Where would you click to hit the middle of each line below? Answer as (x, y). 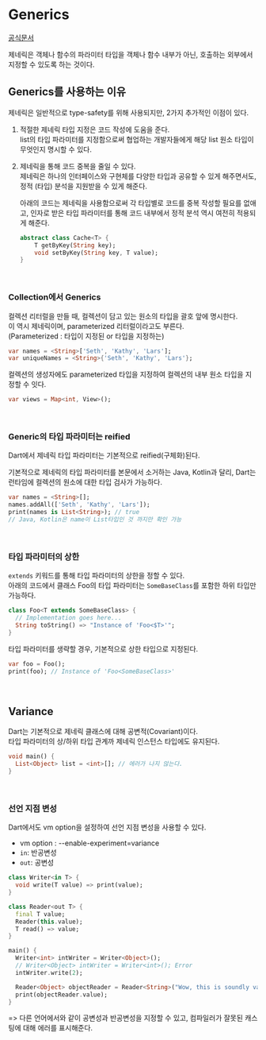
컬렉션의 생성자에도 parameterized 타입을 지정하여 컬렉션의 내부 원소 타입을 (126, 374)
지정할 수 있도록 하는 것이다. (51, 64)
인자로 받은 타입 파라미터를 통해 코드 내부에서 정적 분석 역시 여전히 (133, 213)
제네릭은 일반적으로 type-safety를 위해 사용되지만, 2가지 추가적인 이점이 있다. (129, 112)
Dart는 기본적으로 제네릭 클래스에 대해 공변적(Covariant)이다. (103, 732)
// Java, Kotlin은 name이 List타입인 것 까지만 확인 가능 (95, 520)
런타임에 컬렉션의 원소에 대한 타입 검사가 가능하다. (85, 482)
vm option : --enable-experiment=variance (89, 843)
